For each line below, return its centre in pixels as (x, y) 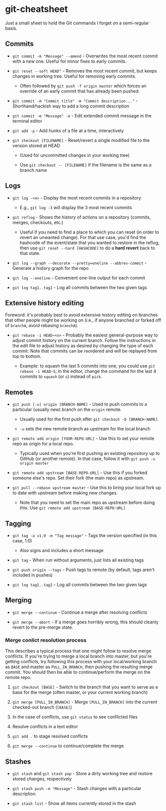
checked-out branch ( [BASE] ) (42, 707)
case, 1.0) (22, 541)
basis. (11, 28)
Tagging (18, 523)
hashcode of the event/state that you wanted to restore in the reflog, (89, 242)
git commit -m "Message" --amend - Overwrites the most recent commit (85, 56)
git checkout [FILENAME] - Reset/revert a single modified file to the (81, 140)
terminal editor (27, 121)
